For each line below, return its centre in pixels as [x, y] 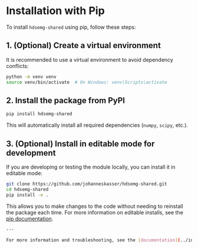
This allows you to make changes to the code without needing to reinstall [95, 206]
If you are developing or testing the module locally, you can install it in [91, 167]
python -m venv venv [32, 77]
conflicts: [17, 66]
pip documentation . [30, 218]
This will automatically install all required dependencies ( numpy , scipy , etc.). [97, 125]
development [31, 153]
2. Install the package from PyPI [66, 100]
